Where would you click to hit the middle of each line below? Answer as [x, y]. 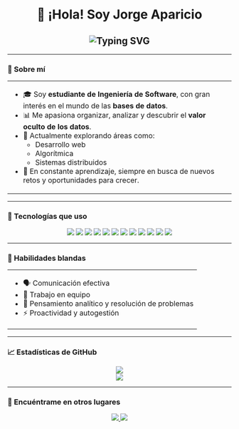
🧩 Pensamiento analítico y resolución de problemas [108, 304]
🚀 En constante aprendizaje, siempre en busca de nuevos [119, 172]
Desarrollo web [60, 145]
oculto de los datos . [57, 127]
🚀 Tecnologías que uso [47, 217]
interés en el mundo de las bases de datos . [96, 106]
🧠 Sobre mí [26, 69]
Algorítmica [54, 154]
